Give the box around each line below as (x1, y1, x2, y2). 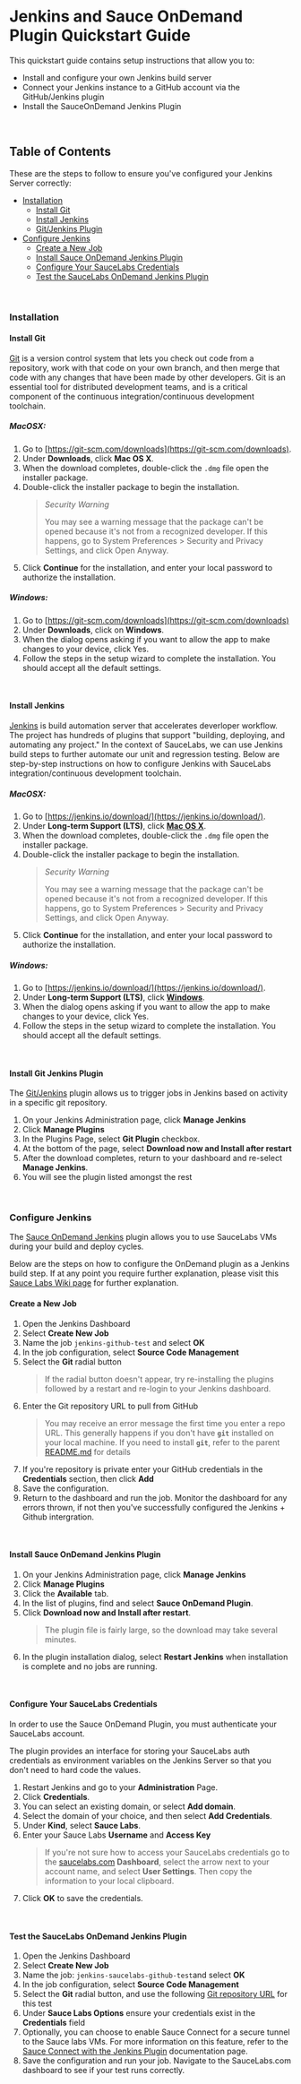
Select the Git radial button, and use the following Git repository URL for (21, 1989, 288, 2000)
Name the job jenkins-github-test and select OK (21, 1337, 205, 1348)
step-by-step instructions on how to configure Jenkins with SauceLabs (9, 759, 271, 770)
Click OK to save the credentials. (21, 1893, 143, 1904)
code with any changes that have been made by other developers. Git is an (9, 372, 286, 383)
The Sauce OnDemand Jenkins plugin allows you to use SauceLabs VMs (9, 1232, 278, 1243)
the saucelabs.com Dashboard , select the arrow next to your (44, 1856, 271, 1867)
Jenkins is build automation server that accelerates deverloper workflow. (9, 720, 278, 731)
